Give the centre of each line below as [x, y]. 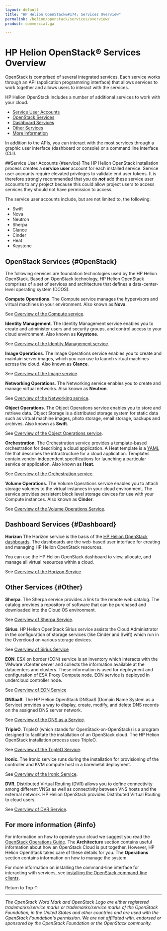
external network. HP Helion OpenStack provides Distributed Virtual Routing [83, 794]
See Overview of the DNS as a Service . [45, 720]
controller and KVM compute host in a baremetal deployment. [68, 764]
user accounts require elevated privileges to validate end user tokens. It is [81, 174]
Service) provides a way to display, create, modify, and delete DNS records [82, 705]
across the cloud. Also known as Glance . [47, 364]
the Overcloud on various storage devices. [49, 639]
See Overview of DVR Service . [36, 809]
